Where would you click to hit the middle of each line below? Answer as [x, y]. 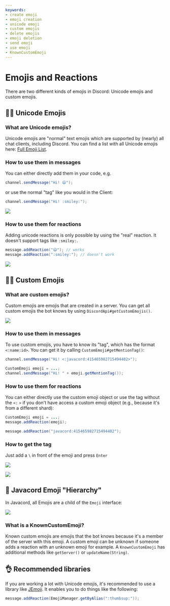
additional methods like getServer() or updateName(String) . [67, 552]
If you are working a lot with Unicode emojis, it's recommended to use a [80, 584]
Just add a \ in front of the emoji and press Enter [56, 455]
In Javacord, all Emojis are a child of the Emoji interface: [64, 502]
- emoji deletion [24, 39]
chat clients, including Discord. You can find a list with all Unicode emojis [82, 144]
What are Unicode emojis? [38, 127]
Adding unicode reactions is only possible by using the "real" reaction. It [81, 235]
